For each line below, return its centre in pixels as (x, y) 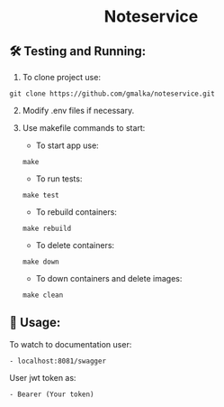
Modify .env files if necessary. (78, 111)
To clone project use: (62, 77)
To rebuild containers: (76, 212)
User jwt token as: (43, 377)
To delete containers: (75, 245)
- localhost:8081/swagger (58, 361)
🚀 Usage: (35, 323)
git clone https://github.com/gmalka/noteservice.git (112, 94)
